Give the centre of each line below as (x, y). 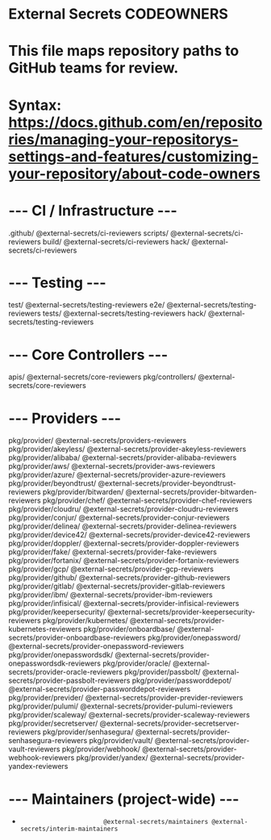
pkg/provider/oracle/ (137, 663)
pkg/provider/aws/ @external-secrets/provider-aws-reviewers (112, 466)
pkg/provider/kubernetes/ (85, 621)
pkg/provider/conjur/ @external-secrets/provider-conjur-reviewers (119, 518)
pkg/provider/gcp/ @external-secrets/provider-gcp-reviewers (111, 569)
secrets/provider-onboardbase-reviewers (77, 637)
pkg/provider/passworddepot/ (182, 681)
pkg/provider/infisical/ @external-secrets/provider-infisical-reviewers (124, 604)
